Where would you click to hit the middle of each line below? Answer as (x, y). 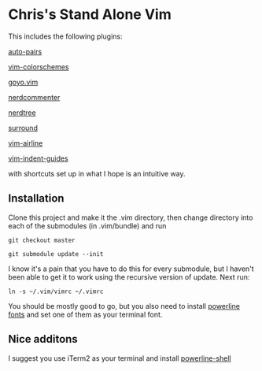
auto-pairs (25, 51)
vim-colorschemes (39, 67)
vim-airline (26, 143)
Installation (36, 198)
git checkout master (42, 240)
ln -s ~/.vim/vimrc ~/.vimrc (56, 291)
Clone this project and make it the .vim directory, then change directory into (131, 217)
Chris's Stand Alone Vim (90, 15)
